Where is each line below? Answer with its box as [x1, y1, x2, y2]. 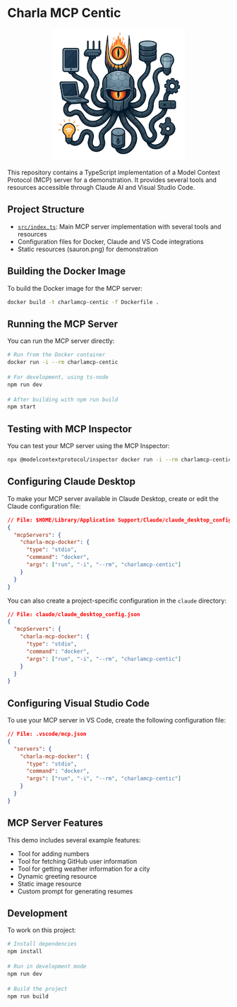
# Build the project [7, 985, 68, 992]
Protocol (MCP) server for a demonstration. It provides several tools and [7, 175, 217, 184]
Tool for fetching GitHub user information [17, 857, 138, 865]
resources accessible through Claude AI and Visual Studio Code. [7, 183, 195, 191]
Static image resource [17, 879, 82, 888]
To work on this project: [7, 926, 76, 934]
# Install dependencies [7, 941, 78, 948]
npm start [7, 404, 37, 411]
